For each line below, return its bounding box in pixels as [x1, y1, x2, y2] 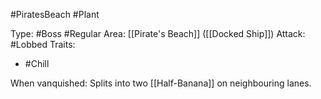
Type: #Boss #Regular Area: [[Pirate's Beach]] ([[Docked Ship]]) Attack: [10, 28, 306, 39]
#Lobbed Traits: [10, 39, 76, 50]
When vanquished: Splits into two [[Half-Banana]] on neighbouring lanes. [10, 77, 312, 89]
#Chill [24, 58, 50, 69]
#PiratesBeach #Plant [10, 9, 100, 20]
